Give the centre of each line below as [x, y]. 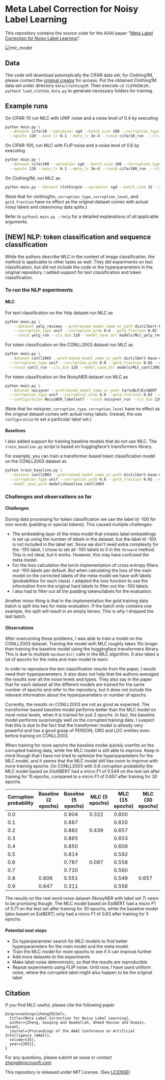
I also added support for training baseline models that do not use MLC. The [81, 441]
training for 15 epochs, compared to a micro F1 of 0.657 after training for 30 [81, 777]
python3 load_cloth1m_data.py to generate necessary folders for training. [79, 91]
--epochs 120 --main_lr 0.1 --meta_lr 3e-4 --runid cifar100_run [78, 169]
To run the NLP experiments [39, 290]
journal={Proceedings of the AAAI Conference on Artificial [72, 1031]
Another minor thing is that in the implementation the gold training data [77, 601]
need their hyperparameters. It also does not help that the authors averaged [82, 674]
